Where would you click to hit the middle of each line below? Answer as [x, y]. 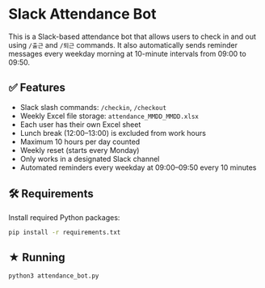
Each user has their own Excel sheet [80, 124]
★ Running [37, 257]
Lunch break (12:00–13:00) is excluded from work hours [113, 133]
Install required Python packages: [64, 217]
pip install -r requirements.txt [65, 232]
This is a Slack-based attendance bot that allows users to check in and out [132, 36]
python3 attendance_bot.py [54, 276]
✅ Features [37, 88]
